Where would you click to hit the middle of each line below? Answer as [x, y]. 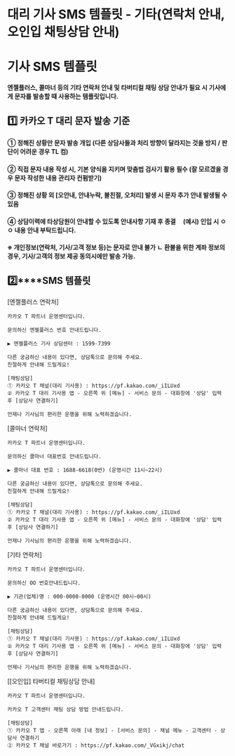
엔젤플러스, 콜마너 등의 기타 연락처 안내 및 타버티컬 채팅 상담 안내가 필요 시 [108, 88]
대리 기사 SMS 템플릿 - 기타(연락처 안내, [116, 14]
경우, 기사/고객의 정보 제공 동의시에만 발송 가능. [71, 256]
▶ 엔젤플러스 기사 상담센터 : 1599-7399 [59, 344]
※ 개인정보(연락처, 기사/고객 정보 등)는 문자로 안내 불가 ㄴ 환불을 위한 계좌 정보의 [116, 247]
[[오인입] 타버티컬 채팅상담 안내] [51, 682]
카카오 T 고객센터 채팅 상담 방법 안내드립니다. [66, 710]
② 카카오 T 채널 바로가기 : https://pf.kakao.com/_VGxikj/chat [96, 745]
